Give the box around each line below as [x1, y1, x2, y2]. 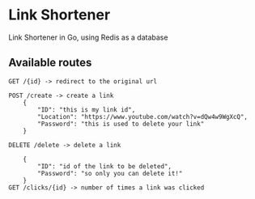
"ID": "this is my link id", [37, 105, 136, 114]
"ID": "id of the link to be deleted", [37, 162, 172, 171]
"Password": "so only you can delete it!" [37, 169, 183, 177]
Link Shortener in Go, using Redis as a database [8, 32, 168, 42]
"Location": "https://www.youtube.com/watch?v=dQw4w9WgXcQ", [37, 112, 249, 121]
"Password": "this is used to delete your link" [37, 120, 205, 128]
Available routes [8, 56, 92, 70]
